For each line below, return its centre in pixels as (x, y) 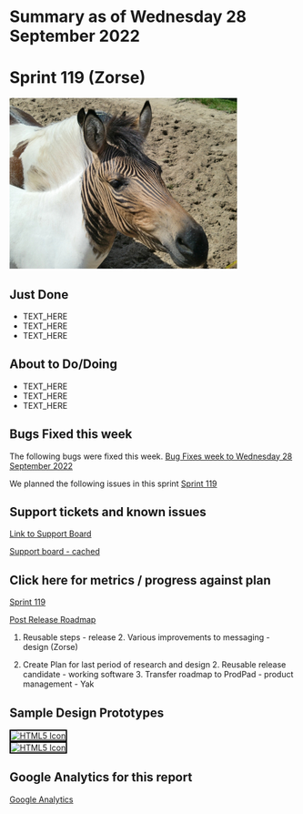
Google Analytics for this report (101, 777)
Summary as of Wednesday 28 (128, 17)
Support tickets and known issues (108, 512)
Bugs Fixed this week (71, 434)
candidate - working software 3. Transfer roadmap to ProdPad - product (158, 675)
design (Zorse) (50, 647)
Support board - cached (55, 552)
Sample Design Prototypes (87, 712)
